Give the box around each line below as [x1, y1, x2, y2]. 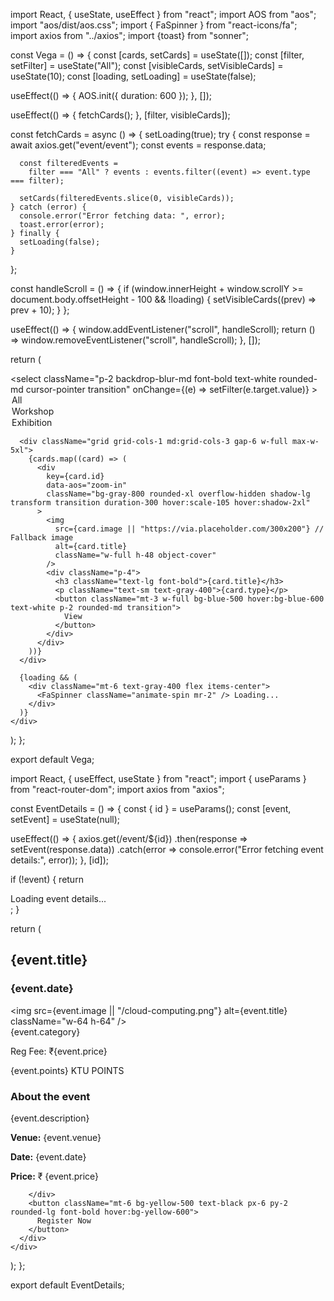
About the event [10, 1089, 91, 1103]
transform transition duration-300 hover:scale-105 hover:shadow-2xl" [10, 498, 311, 508]
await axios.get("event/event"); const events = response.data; [10, 139, 267, 151]
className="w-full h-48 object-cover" [54, 550, 217, 560]
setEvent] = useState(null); [10, 814, 121, 825]
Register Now [36, 1215, 92, 1226]
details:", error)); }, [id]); [10, 854, 109, 866]
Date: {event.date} [10, 1150, 87, 1163]
